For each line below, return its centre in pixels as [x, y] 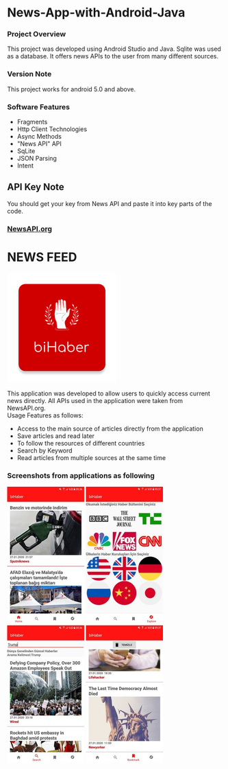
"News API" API [39, 144]
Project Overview [37, 34]
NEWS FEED [42, 257]
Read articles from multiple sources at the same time [91, 457]
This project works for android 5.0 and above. [71, 89]
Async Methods [39, 137]
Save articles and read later [55, 436]
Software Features [39, 106]
